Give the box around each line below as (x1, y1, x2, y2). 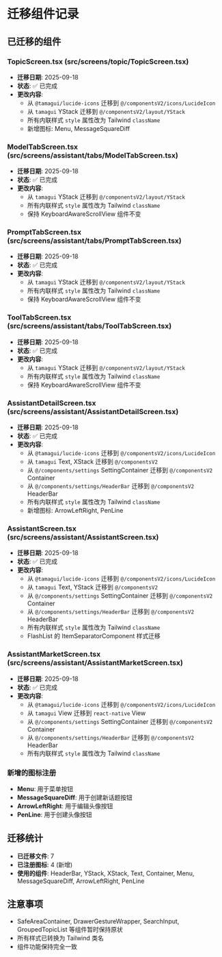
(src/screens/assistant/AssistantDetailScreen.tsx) (7, 407, 179, 416)
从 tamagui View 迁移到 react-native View (27, 709, 146, 717)
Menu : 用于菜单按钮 (16, 784, 74, 792)
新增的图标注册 (7, 768, 57, 777)
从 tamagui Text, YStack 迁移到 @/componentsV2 (27, 583, 158, 592)
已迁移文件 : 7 (16, 851, 55, 860)
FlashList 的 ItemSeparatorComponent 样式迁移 (27, 632, 161, 640)
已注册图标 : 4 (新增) (16, 860, 73, 869)
